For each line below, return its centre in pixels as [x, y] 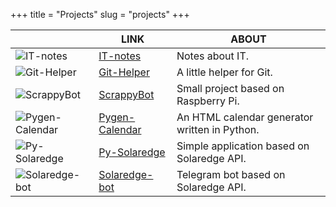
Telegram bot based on [231, 174]
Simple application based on [243, 146]
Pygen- [117, 117]
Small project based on [230, 88]
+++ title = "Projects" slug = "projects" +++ [100, 14]
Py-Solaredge [132, 152]
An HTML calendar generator [245, 117]
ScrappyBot [126, 94]
